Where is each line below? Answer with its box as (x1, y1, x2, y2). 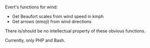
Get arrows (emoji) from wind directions (12, 19, 92, 24)
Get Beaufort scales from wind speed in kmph (12, 14, 104, 19)
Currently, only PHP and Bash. (5, 37, 65, 43)
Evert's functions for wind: (5, 4, 58, 10)
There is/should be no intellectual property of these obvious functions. (5, 28, 146, 33)
